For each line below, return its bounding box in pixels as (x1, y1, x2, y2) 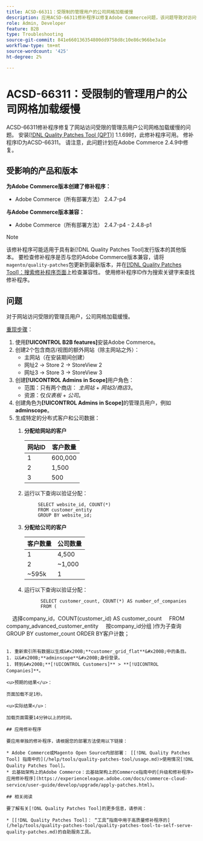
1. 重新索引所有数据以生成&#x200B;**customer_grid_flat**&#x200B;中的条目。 (6, 648, 189, 655)
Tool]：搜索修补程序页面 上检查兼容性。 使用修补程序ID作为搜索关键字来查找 (6, 269, 195, 276)
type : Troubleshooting (6, 31, 63, 38)
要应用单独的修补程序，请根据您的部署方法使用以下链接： (6, 738, 128, 745)
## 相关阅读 (6, 794, 33, 800)
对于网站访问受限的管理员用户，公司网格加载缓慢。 (6, 313, 134, 320)
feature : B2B (6, 25, 39, 32)
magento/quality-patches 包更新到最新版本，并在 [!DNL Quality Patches (6, 261, 182, 268)
